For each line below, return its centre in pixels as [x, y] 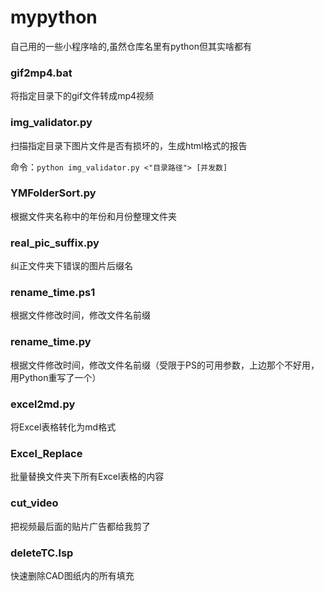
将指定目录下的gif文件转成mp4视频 [82, 96]
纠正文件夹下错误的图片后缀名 [71, 266]
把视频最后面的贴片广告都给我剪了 [80, 526]
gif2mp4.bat [41, 73]
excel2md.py [43, 404]
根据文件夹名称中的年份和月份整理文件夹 [93, 216]
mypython [54, 17]
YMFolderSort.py [53, 193]
